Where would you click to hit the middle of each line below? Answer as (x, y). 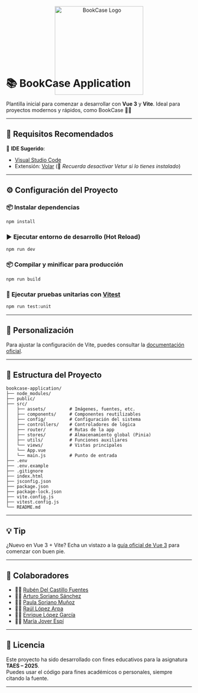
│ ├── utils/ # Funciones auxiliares (67, 440)
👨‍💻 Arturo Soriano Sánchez (48, 596)
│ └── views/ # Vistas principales (64, 445)
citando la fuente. (27, 678)
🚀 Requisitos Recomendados (60, 134)
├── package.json (27, 487)
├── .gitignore (25, 471)
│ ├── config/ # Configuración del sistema (74, 420)
